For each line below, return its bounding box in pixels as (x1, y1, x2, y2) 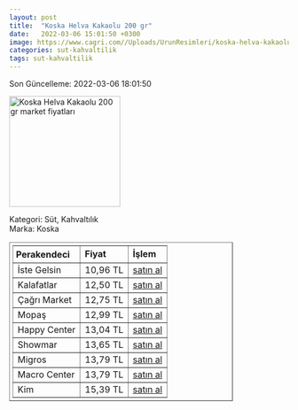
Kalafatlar (17, 279, 58, 290)
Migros (17, 353, 47, 366)
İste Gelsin (17, 264, 62, 275)
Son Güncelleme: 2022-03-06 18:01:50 (9, 79, 153, 89)
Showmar (17, 338, 58, 351)
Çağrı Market (17, 294, 73, 306)
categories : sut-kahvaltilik (9, 46, 117, 55)
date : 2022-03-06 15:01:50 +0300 (9, 29, 141, 38)
